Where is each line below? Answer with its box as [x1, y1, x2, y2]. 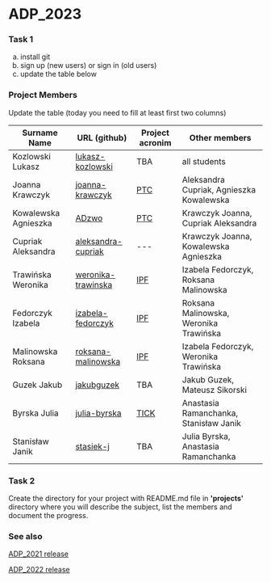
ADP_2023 [8, 5, 82, 23]
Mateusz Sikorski [181, 384, 248, 395]
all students [181, 155, 226, 167]
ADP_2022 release [8, 565, 70, 575]
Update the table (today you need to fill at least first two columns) [8, 108, 227, 117]
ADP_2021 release [8, 549, 69, 559]
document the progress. [8, 511, 89, 521]
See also [8, 531, 43, 542]
